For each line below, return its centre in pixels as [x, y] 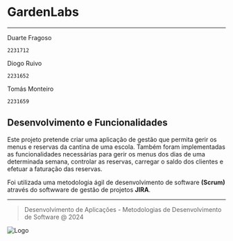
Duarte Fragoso [29, 37]
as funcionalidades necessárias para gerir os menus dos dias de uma [106, 154]
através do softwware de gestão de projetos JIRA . [79, 189]
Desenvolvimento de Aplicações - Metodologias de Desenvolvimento [123, 209]
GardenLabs [43, 12]
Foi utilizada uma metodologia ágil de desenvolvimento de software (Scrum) [116, 182]
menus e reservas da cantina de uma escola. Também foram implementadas [116, 147]
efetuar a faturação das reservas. [55, 169]
